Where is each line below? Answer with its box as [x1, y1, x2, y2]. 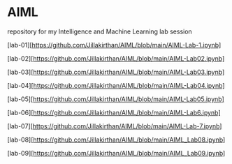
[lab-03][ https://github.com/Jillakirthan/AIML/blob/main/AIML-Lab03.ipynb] [7, 68, 225, 76]
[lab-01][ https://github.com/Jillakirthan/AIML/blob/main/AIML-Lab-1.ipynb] [7, 40, 222, 49]
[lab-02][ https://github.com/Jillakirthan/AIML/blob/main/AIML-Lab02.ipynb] [7, 54, 225, 63]
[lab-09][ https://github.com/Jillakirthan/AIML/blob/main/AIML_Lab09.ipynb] [7, 149, 226, 157]
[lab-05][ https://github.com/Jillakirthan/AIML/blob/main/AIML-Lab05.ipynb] [7, 95, 225, 103]
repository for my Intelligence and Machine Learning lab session [7, 27, 192, 36]
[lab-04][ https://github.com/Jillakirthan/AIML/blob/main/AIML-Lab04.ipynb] [7, 81, 225, 89]
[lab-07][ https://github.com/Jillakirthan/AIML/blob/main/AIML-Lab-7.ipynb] [7, 121, 222, 130]
